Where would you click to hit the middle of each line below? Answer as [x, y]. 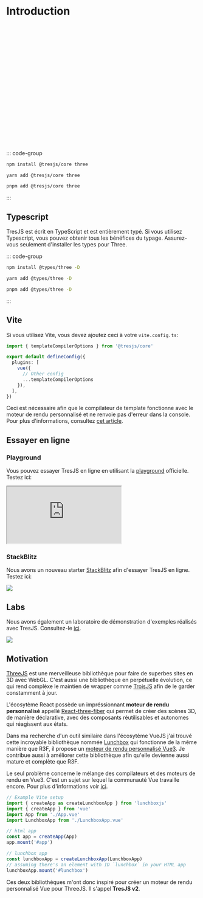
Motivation [27, 659]
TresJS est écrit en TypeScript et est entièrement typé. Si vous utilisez [94, 232]
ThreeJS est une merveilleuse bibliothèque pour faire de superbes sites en [100, 673]
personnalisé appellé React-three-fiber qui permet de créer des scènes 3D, [101, 711]
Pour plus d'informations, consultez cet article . [65, 421]
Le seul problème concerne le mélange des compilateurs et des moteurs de [101, 773]
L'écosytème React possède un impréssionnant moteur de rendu [88, 705]
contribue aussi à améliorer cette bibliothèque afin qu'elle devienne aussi [98, 755]
